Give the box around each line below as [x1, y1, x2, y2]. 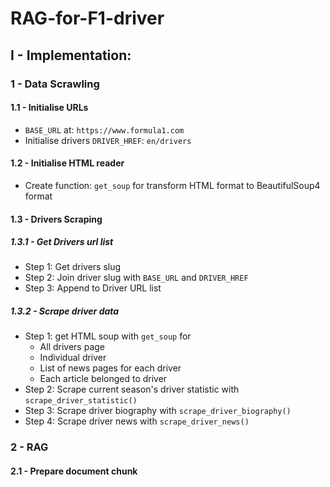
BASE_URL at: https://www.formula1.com [24, 123, 185, 136]
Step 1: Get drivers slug [24, 261, 122, 273]
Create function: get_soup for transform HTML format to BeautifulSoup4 [24, 179, 321, 191]
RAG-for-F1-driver [10, 7, 165, 30]
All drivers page [39, 341, 106, 353]
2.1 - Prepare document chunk [10, 465, 138, 477]
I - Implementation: [10, 47, 132, 64]
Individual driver [39, 352, 107, 364]
